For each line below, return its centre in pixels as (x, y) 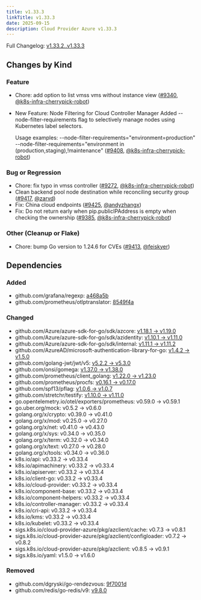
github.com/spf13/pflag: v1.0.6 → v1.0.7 (64, 388)
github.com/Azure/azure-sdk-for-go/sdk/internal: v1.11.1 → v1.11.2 (95, 344)
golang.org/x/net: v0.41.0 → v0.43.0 (60, 427)
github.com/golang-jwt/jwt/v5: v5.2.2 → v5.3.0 (73, 363)
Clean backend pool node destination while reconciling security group (102, 192)
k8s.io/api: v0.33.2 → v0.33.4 (51, 459)
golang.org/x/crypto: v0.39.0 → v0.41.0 (63, 414)
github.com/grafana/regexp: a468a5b (62, 295)
